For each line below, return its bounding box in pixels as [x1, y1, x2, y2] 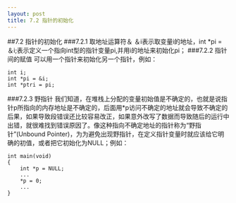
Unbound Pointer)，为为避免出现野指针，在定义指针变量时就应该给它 [18, 130, 218, 138]
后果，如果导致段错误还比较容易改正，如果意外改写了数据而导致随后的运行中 [7, 112, 230, 121]
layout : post [7, 10, 46, 18]
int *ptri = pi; [7, 81, 55, 88]
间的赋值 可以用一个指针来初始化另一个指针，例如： [7, 54, 157, 63]
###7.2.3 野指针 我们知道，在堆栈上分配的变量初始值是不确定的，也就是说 [7, 94, 222, 103]
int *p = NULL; [20, 165, 65, 172]
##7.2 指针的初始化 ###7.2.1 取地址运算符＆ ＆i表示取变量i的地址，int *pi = [7, 37, 223, 46]
